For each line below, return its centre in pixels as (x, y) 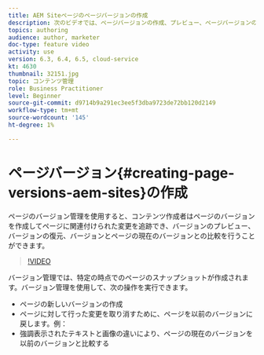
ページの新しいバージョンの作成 (71, 304)
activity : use (31, 52)
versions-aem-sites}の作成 (98, 192)
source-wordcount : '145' (49, 118)
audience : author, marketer (54, 37)
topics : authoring (38, 30)
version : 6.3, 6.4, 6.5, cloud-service (73, 60)
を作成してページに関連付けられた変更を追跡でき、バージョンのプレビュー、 (132, 225)
